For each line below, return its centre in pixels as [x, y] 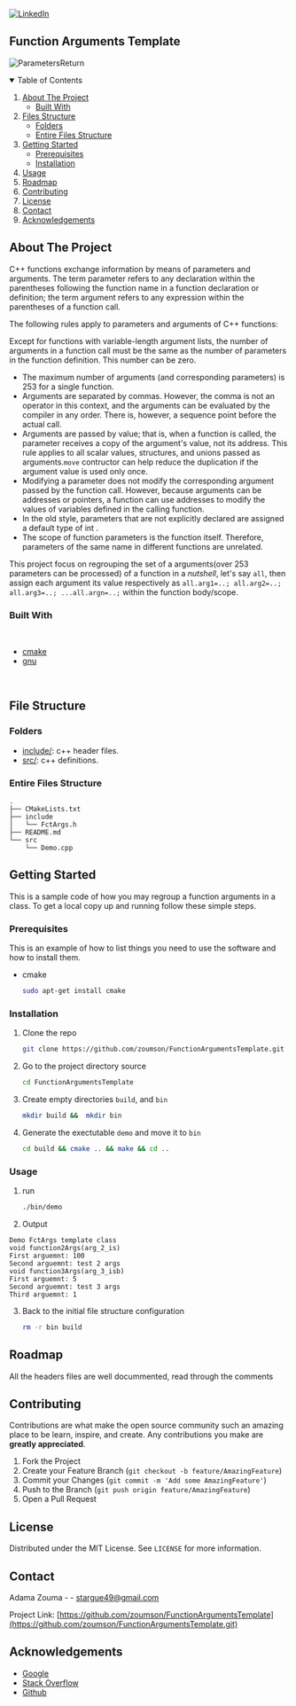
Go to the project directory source [84, 1066]
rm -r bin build [52, 1327]
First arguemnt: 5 [43, 1279]
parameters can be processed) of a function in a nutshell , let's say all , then [148, 573]
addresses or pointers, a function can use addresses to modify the [144, 499]
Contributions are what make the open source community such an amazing [146, 1425]
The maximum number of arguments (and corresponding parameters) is [153, 377]
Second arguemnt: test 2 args [65, 1264]
